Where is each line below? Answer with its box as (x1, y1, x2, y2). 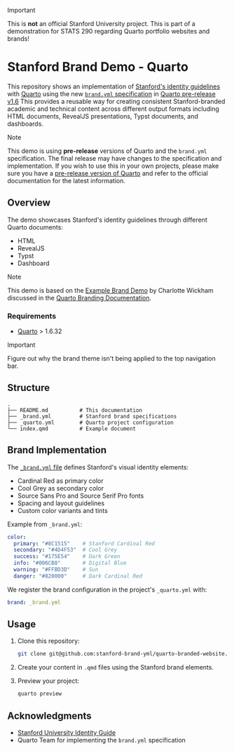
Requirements (7, 311, 57, 321)
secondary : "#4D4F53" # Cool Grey (13, 547, 118, 554)
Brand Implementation (7, 444, 107, 456)
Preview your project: (17, 677, 79, 685)
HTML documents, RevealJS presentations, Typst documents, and (7, 112, 198, 120)
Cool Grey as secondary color (17, 484, 104, 492)
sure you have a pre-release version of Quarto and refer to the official (7, 168, 208, 178)
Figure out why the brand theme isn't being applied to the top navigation (7, 354, 216, 363)
